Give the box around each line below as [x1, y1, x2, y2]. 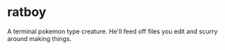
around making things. [7, 34, 72, 42]
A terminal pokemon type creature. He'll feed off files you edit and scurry [7, 27, 218, 35]
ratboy [7, 4, 47, 20]
